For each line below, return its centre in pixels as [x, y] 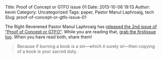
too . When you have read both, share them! [49, 37]
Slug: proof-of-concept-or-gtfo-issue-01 [46, 17]
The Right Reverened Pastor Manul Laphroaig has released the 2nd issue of [81, 27]
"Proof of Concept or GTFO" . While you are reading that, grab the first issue [81, 32]
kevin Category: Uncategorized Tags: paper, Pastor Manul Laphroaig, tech [80, 12]
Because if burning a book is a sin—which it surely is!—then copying [86, 46]
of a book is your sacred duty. [47, 51]
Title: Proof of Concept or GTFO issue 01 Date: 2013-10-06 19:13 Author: [78, 7]
